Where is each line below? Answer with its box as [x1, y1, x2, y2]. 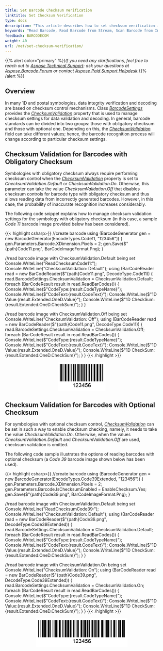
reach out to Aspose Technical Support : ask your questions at [5, 63, 130, 68]
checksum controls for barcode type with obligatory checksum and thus [5, 191, 149, 197]
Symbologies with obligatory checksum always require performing [5, 170, 138, 177]
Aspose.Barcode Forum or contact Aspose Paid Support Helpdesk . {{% [5, 68, 147, 74]
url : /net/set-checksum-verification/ [5, 44, 83, 49]
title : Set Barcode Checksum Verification [5, 8, 92, 13]
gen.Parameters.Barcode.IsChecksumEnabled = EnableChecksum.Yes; [5, 487, 147, 492]
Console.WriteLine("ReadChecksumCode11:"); [5, 260, 97, 266]
